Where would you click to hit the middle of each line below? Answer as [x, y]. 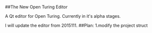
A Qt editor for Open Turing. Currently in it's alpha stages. [63, 16]
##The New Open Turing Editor [37, 7]
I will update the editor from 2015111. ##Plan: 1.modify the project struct [76, 25]
